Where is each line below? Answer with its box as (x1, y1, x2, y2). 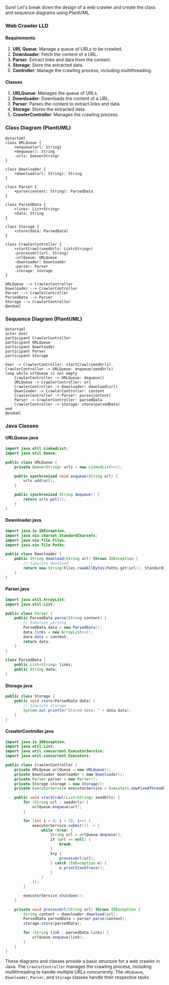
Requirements (5, 35, 36, 41)
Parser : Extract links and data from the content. (12, 57, 112, 63)
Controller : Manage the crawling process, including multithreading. (12, 68, 152, 74)
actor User (5, 331, 28, 336)
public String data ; (14, 667, 57, 672)
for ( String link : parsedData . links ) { (23, 930, 109, 936)
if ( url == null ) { (50, 837, 92, 842)
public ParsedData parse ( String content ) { (14, 615, 107, 620)
